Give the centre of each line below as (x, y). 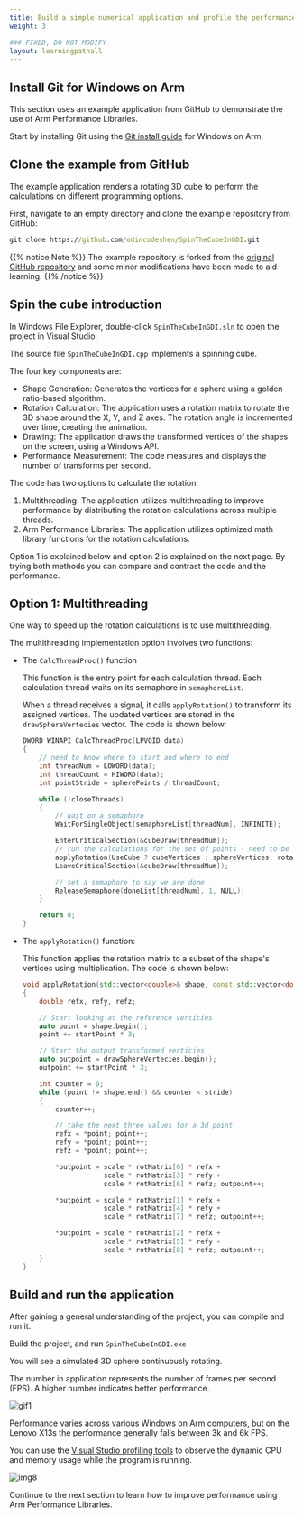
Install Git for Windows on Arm (97, 87)
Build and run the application (92, 1294)
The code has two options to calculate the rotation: (104, 482)
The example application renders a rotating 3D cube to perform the (134, 186)
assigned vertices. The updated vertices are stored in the (129, 715)
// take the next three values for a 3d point (144, 1126)
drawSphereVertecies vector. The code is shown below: (124, 725)
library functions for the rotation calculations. (106, 538)
